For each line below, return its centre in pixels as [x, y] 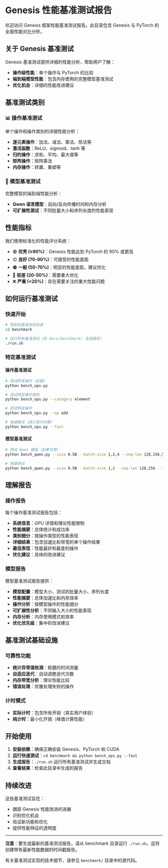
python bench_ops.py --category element [48, 399]
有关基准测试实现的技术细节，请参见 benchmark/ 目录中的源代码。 [72, 860]
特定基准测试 [21, 357]
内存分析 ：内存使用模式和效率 [43, 616]
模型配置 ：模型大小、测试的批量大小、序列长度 [60, 591]
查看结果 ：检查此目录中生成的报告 [47, 768]
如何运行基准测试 [31, 299]
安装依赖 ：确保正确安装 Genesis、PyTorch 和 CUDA [66, 749]
